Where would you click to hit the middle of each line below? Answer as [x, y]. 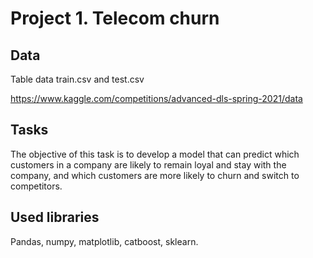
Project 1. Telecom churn [115, 18]
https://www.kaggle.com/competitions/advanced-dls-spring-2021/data [156, 98]
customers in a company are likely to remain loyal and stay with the [148, 164]
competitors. [36, 186]
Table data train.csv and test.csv [77, 79]
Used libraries [55, 217]
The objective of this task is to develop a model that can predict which [155, 154]
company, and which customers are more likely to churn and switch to [155, 175]
